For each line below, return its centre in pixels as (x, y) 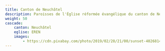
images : (22, 37)
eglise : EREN (27, 32)
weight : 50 (16, 18)
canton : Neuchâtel (33, 28)
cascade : (14, 23)
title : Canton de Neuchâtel (34, 9)
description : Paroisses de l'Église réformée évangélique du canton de (80, 14)
